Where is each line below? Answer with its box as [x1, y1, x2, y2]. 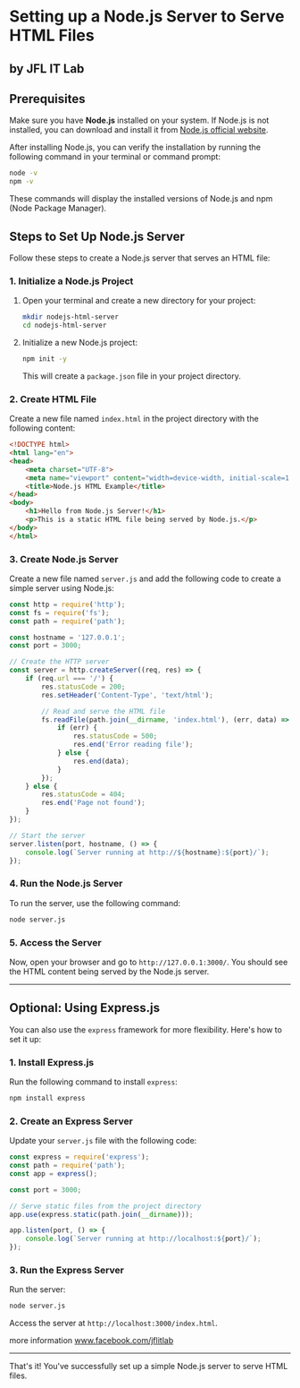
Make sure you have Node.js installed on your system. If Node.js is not [9, 115, 270, 126]
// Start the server [9, 831, 87, 840]
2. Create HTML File [9, 392, 97, 405]
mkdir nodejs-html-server [21, 313, 119, 321]
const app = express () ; [9, 1169, 98, 1178]
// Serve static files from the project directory [9, 1202, 202, 1211]
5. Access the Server [9, 936, 102, 948]
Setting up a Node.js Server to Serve [9, 6, 285, 27]
